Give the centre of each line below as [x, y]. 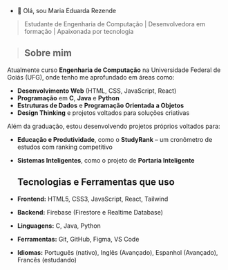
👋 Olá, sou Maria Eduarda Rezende [66, 11]
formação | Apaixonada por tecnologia [79, 31]
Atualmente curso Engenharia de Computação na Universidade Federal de [114, 70]
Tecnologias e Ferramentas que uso [96, 182]
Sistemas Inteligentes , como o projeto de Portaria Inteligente [106, 160]
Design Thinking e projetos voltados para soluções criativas [103, 112]
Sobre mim [48, 53]
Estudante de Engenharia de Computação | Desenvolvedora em [115, 24]
